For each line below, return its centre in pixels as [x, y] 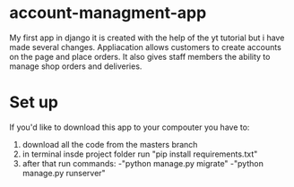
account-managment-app [108, 13]
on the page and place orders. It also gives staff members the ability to [140, 56]
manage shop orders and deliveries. [76, 66]
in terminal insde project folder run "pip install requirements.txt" [140, 154]
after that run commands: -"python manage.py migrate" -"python [143, 163]
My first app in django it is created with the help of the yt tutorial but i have [147, 38]
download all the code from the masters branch [110, 144]
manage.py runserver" [64, 173]
